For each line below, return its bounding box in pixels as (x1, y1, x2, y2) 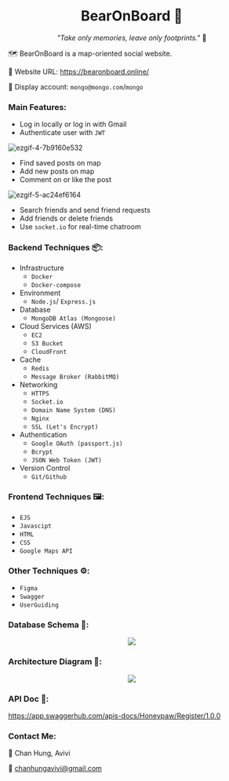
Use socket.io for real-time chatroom (19, 222, 141, 232)
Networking (19, 380, 58, 389)
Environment (19, 288, 61, 297)
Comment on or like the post (19, 175, 112, 184)
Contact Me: (8, 730, 56, 741)
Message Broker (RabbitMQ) (31, 373, 120, 381)
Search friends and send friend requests (19, 206, 151, 215)
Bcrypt (31, 447, 53, 456)
